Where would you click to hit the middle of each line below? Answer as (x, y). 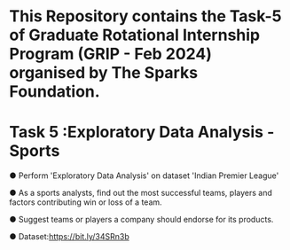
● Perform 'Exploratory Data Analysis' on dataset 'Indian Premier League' (144, 176)
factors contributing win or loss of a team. (86, 202)
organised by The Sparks (103, 73)
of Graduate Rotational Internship (134, 35)
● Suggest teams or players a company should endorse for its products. (141, 220)
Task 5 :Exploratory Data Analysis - (142, 133)
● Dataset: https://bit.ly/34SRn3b (70, 237)
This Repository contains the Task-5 (145, 16)
